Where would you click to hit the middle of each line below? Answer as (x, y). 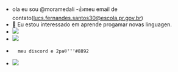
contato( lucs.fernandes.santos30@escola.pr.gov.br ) (77, 18)
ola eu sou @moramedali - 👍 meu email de (65, 9)
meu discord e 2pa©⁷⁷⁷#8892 (54, 51)
